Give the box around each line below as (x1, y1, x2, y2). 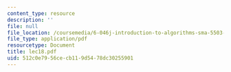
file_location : (7, 29, 51, 36)
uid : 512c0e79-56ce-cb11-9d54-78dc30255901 (7, 55, 134, 62)
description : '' (7, 16, 54, 23)
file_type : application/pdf (7, 36, 88, 43)
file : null (7, 23, 38, 29)
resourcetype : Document (7, 42, 76, 49)
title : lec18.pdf (7, 49, 57, 56)
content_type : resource (7, 10, 76, 17)
